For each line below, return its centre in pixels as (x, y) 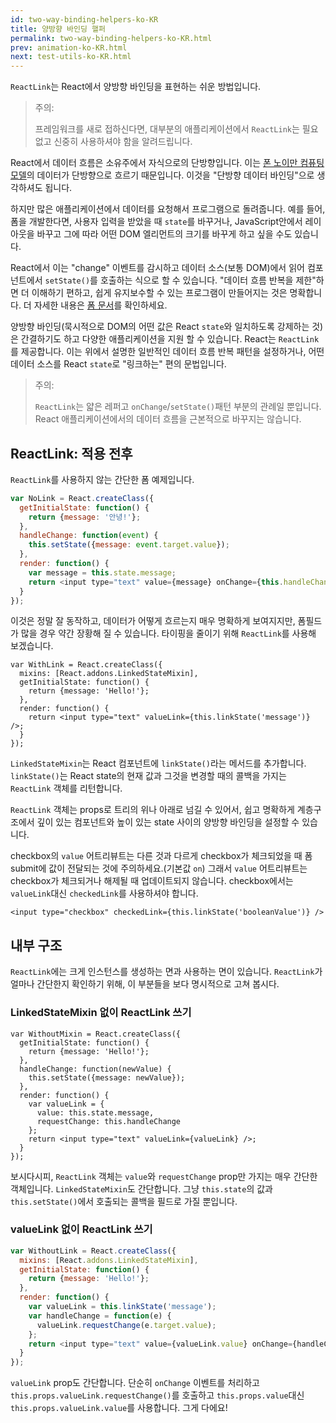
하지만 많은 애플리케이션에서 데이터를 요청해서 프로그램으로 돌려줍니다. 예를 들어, (168, 209)
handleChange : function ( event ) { (89, 536)
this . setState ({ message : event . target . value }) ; (129, 545)
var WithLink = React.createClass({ (86, 665)
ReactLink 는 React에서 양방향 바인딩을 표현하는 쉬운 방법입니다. (136, 87)
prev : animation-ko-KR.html (69, 47)
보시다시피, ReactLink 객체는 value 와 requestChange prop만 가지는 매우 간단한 (164, 1176)
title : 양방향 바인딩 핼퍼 (58, 29)
